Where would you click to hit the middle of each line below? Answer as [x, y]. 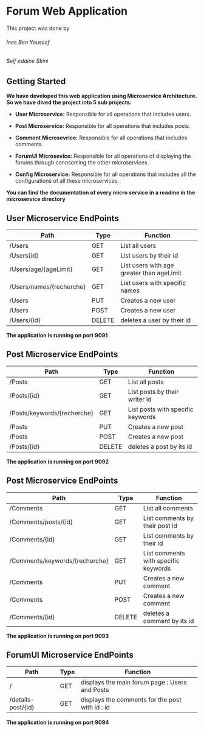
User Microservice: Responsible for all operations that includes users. [103, 114]
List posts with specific [161, 409]
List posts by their [153, 392]
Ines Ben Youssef [28, 42]
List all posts [146, 382]
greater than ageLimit [151, 273]
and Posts [95, 690]
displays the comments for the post [131, 700]
